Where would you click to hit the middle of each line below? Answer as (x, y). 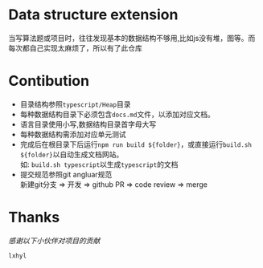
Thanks (34, 217)
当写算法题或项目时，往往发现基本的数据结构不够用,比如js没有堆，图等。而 (132, 38)
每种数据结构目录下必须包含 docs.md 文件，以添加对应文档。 (117, 114)
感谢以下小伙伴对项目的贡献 (54, 240)
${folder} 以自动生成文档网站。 (72, 154)
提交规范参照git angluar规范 (66, 174)
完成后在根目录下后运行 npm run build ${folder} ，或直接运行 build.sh (136, 144)
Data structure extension (93, 15)
